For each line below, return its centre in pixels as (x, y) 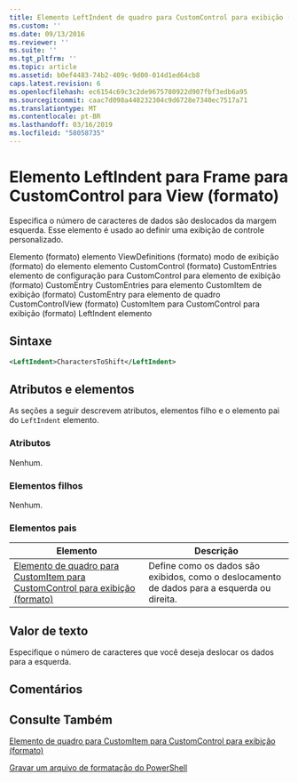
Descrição (217, 551)
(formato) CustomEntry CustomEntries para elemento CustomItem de (136, 284)
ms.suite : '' (33, 51)
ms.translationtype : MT (53, 108)
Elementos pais (43, 528)
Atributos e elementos (72, 389)
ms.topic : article (43, 68)
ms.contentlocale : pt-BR (55, 116)
